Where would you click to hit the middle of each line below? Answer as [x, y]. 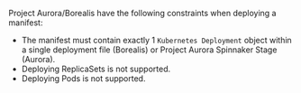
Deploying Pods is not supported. [83, 79]
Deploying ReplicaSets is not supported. [96, 69]
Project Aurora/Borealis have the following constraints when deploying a [142, 13]
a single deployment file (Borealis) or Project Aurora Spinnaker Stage [149, 50]
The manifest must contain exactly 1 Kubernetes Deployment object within [156, 40]
